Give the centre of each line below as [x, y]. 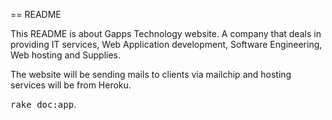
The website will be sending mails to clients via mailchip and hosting [151, 74]
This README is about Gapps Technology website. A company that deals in [166, 33]
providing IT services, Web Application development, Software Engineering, [166, 44]
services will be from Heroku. [71, 85]
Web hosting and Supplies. [65, 55]
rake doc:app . [43, 104]
